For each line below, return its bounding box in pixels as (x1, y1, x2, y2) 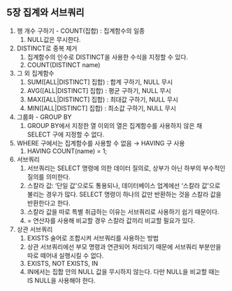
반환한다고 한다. (27, 199, 71, 207)
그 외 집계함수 (16, 69, 55, 77)
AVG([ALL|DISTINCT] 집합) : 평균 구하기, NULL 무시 (27, 86, 172, 94)
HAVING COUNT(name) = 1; (27, 146, 108, 155)
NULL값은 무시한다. (27, 35, 81, 43)
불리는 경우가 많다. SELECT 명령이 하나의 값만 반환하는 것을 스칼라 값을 (27, 190, 222, 198)
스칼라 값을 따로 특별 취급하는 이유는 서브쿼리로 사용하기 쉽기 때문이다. (27, 207, 219, 215)
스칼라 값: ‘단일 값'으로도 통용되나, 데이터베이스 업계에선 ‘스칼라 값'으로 (27, 181, 221, 190)
